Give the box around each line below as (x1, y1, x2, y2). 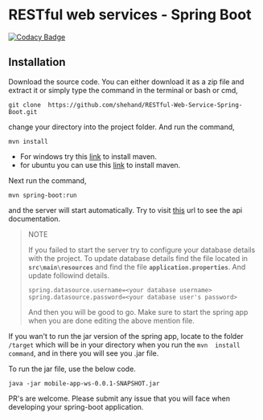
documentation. (8, 214, 61, 223)
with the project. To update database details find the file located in (27, 253, 248, 263)
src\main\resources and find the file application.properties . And (27, 262, 246, 271)
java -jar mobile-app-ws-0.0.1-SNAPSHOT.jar (8, 379, 160, 387)
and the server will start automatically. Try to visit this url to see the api (8, 205, 243, 214)
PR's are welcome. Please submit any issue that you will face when (8, 393, 231, 403)
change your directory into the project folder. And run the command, (8, 122, 235, 132)
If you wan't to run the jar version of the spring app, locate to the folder (8, 331, 244, 340)
